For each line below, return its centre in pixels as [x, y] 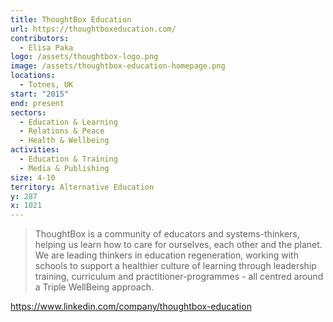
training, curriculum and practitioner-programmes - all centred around [179, 277]
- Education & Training [68, 159]
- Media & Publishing [64, 168]
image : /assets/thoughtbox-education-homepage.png [118, 66]
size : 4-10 [33, 177]
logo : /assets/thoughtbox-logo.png [84, 57]
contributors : [40, 38]
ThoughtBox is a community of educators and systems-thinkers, [167, 234]
